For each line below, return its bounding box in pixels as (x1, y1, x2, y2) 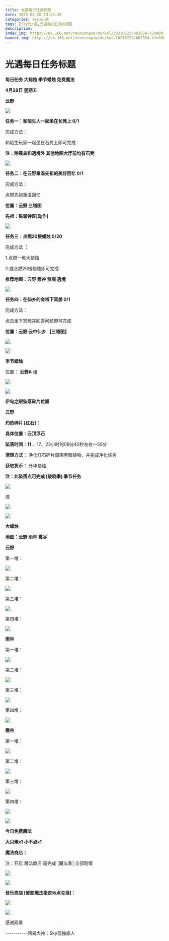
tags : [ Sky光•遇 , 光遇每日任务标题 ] (5, 21, 72, 27)
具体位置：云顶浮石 (5, 430, 45, 436)
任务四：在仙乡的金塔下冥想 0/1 (5, 296, 70, 302)
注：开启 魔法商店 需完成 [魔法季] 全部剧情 (5, 860, 93, 866)
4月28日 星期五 (5, 87, 37, 93)
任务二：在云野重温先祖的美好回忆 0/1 (5, 170, 84, 176)
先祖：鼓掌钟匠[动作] (5, 213, 49, 219)
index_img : (5, 31, 28, 36)
